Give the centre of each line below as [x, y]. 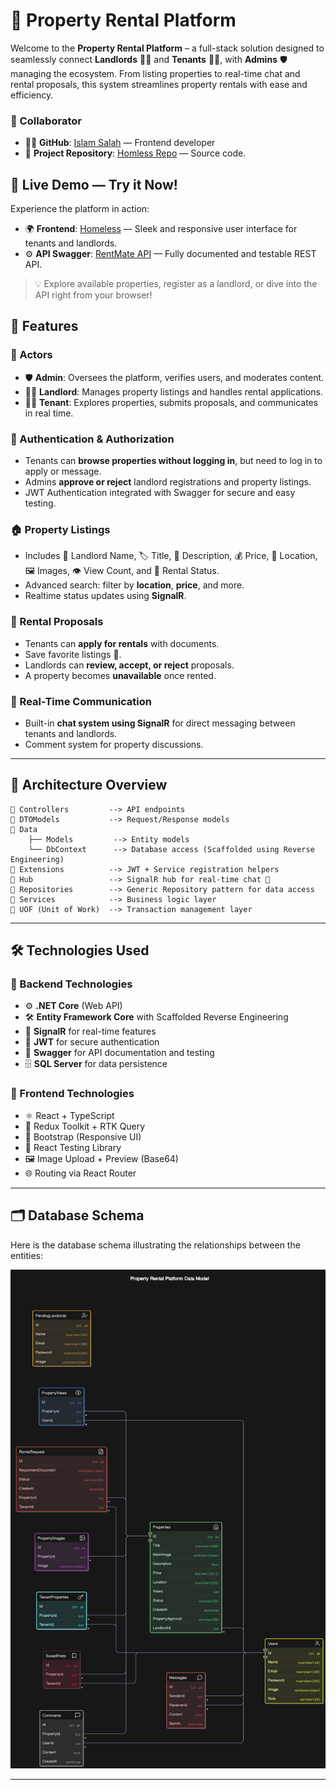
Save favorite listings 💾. [73, 654]
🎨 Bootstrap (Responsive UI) [83, 1136]
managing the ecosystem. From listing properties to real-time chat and [155, 73]
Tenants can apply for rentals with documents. [122, 643]
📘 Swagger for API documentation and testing [119, 1053]
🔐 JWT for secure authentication [92, 1042]
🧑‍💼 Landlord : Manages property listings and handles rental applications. [173, 391]
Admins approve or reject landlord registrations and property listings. [168, 482]
